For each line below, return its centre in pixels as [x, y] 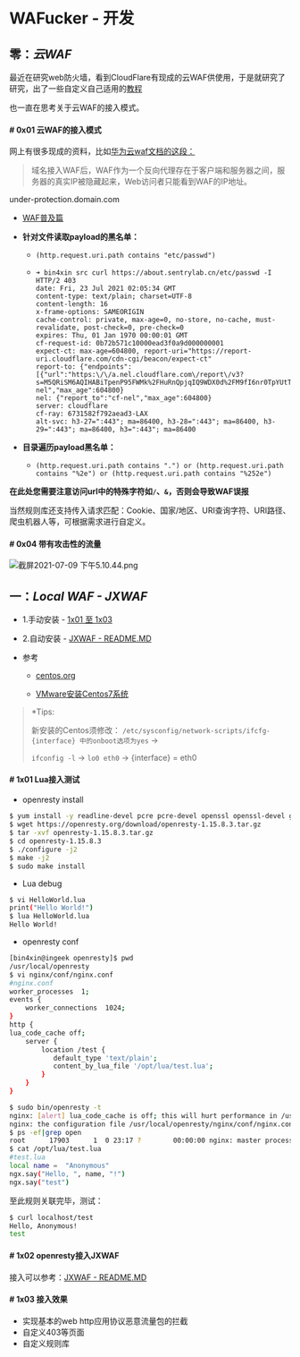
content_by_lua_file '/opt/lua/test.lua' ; [133, 1066]
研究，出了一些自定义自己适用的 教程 [76, 89]
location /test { [73, 1050]
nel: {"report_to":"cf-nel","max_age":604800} [124, 398]
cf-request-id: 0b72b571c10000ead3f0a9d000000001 [130, 344]
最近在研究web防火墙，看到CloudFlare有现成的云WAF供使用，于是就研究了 [147, 77]
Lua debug [42, 883]
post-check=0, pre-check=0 [134, 328]
